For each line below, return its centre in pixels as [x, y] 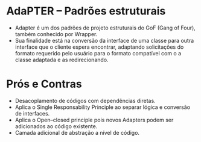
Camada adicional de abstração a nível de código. [77, 132]
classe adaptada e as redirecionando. [62, 60]
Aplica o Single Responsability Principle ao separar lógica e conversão [103, 107]
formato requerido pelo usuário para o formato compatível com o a [98, 53]
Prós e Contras [44, 84]
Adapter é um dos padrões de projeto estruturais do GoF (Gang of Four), [105, 28]
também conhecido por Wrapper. [56, 34]
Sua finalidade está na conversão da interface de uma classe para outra [104, 40]
